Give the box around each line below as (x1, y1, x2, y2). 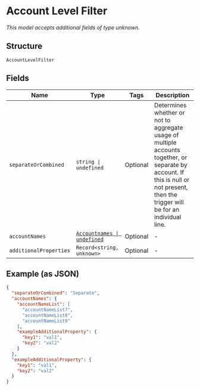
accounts (154, 146, 180, 154)
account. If (154, 168, 185, 177)
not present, (154, 183, 189, 191)
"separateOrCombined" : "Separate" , (11, 290, 100, 296)
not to (154, 116, 171, 124)
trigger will (154, 198, 185, 206)
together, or (154, 153, 187, 162)
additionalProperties (9, 247, 70, 254)
